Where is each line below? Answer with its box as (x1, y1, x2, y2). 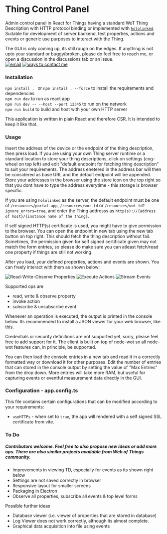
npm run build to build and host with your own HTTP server (5, 106, 128, 113)
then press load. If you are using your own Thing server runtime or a (5, 150, 146, 156)
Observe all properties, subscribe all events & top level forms (12, 493, 138, 499)
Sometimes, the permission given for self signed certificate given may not (5, 238, 157, 245)
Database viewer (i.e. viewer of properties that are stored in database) (12, 512, 157, 519)
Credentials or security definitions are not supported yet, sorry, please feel (5, 333, 159, 339)
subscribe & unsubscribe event (12, 303, 76, 309)
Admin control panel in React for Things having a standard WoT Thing (5, 20, 148, 26)
